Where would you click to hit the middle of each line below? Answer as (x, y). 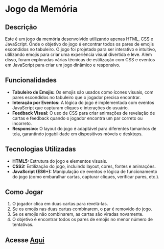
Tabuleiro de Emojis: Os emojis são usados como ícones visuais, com (83, 92)
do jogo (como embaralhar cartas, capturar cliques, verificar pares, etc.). (86, 176)
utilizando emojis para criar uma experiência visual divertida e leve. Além (79, 54)
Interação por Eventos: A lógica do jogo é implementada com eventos (83, 102)
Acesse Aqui (25, 240)
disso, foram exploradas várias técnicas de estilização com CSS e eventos (80, 60)
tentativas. (23, 224)
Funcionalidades (31, 80)
